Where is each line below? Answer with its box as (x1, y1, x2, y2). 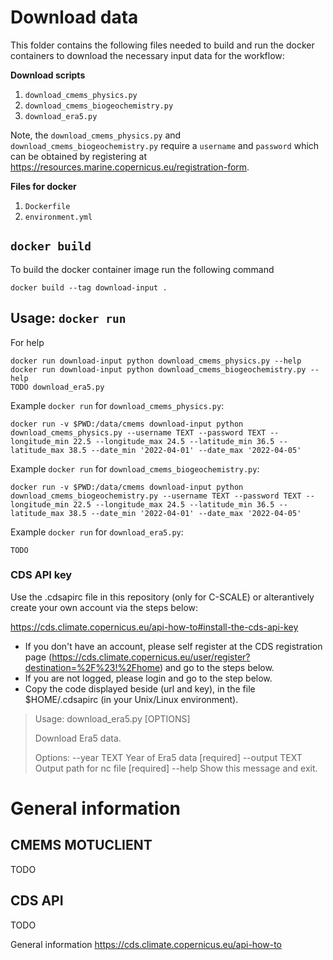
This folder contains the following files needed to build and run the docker (10, 39, 315, 51)
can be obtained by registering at (10, 150, 147, 162)
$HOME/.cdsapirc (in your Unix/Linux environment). (24, 693, 239, 705)
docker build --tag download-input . (10, 282, 168, 293)
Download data (10, 6, 139, 29)
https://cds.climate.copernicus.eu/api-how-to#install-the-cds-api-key (10, 621, 299, 633)
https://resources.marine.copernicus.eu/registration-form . (10, 161, 250, 173)
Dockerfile (24, 201, 71, 211)
